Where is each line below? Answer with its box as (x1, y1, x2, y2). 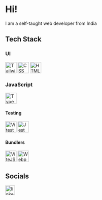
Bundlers (5, 139, 25, 145)
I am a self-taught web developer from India (5, 20, 97, 26)
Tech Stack (5, 35, 42, 44)
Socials (5, 172, 29, 180)
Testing (5, 110, 22, 116)
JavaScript (5, 81, 33, 88)
